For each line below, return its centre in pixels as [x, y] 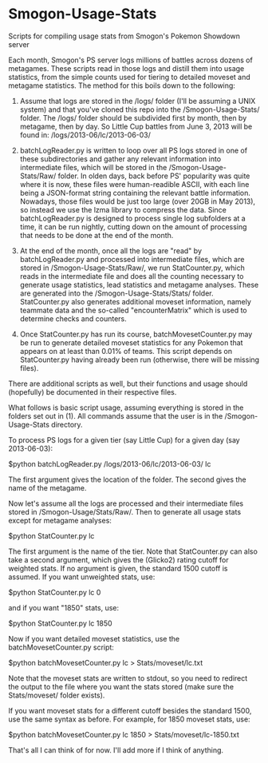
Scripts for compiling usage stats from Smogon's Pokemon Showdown [124, 36]
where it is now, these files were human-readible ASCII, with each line [134, 184]
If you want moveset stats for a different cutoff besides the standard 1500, [130, 710]
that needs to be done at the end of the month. [97, 235]
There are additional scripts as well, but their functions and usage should [128, 383]
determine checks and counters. [73, 318]
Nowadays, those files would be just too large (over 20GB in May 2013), [138, 201]
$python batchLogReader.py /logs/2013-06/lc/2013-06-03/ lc [110, 463]
